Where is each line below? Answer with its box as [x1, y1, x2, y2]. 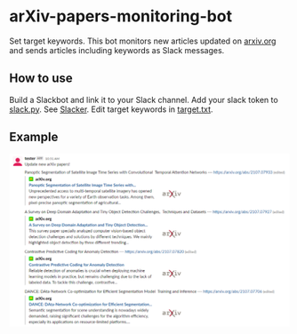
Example [9, 130, 59, 145]
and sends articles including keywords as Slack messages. [9, 44, 225, 55]
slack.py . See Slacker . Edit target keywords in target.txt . [9, 104, 213, 115]
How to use [9, 71, 73, 86]
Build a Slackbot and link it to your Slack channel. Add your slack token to [9, 94, 278, 105]
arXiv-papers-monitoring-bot [9, 6, 233, 27]
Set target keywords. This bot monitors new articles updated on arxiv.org [9, 36, 277, 46]
